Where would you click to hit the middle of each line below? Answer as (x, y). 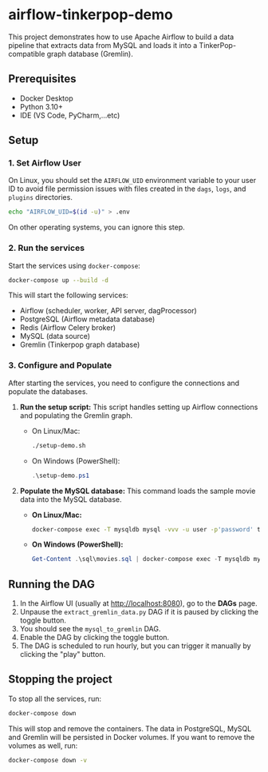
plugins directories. (41, 197)
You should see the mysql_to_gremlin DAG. (90, 629)
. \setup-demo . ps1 (61, 476)
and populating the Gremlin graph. (76, 415)
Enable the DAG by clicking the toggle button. (95, 638)
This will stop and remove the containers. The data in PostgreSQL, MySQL (130, 728)
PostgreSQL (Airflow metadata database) (87, 319)
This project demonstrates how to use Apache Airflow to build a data (121, 37)
